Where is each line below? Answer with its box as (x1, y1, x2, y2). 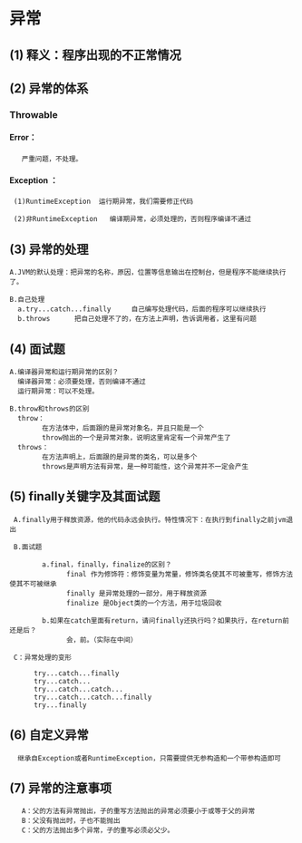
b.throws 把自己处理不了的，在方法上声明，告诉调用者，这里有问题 (17, 315, 257, 324)
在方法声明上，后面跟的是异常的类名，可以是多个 (42, 452, 198, 461)
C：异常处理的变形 (13, 653, 73, 662)
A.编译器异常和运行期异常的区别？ (9, 367, 120, 376)
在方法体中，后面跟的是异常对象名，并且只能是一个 (42, 423, 204, 432)
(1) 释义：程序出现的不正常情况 (9, 47, 181, 63)
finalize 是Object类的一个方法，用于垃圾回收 (66, 598, 222, 607)
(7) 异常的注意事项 (9, 780, 112, 796)
